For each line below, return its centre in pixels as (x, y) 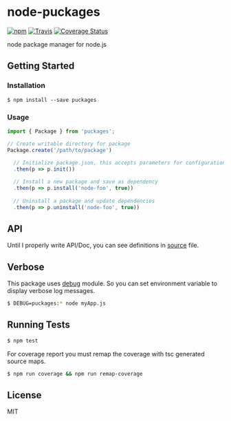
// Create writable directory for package (69, 144)
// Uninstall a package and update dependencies (84, 201)
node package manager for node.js (57, 44)
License (24, 395)
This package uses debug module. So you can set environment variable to (112, 283)
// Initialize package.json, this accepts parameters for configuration (120, 163)
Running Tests (38, 325)
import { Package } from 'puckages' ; (61, 131)
